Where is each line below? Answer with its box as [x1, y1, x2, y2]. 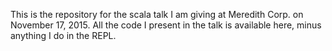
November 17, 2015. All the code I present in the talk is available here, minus [10, 19, 322, 31]
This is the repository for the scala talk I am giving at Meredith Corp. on [10, 9, 304, 20]
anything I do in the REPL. [10, 30, 117, 41]
